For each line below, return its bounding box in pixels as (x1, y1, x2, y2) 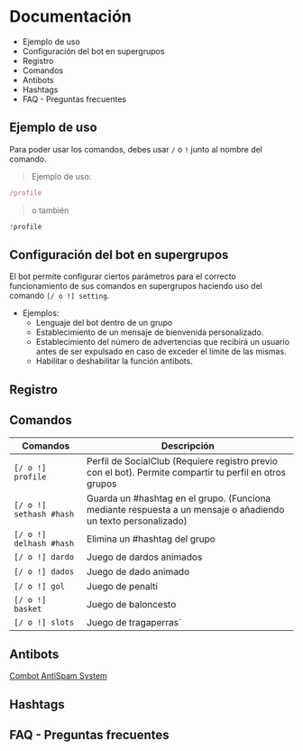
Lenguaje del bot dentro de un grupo (35, 318, 173, 329)
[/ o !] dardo (14, 552, 75, 561)
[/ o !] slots (14, 617, 75, 627)
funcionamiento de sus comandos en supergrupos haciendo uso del (9, 281, 263, 292)
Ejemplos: (22, 308, 60, 319)
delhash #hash (14, 538, 75, 548)
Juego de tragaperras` (87, 616, 182, 628)
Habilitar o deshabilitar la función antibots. (35, 356, 194, 366)
